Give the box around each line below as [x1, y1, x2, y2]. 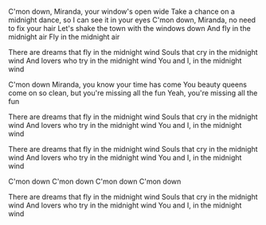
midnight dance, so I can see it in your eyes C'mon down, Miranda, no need [8, 15, 256, 25]
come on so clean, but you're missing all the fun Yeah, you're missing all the [8, 88, 258, 98]
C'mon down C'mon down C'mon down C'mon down [8, 177, 182, 186]
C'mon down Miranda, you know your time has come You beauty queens [8, 80, 247, 89]
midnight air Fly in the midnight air [8, 32, 120, 41]
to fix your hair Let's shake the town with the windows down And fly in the [8, 24, 251, 33]
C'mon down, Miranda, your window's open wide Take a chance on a [8, 7, 235, 16]
